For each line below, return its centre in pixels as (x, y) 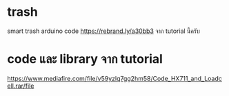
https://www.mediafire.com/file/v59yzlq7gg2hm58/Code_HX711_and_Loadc (115, 78)
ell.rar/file (21, 86)
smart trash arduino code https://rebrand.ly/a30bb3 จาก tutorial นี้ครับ (103, 31)
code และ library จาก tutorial (85, 59)
